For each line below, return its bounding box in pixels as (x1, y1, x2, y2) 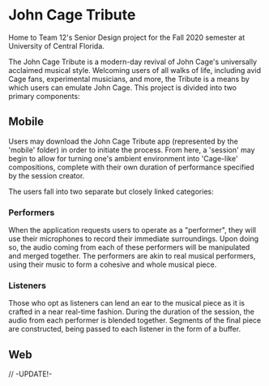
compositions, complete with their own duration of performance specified (8, 162, 255, 172)
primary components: (8, 91, 80, 101)
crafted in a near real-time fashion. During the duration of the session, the (8, 307, 255, 317)
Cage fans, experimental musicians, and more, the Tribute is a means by (8, 74, 250, 84)
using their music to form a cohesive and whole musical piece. (8, 259, 217, 269)
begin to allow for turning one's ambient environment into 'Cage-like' (8, 153, 238, 163)
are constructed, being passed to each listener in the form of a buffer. (8, 324, 241, 334)
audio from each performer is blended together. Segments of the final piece (8, 315, 262, 325)
